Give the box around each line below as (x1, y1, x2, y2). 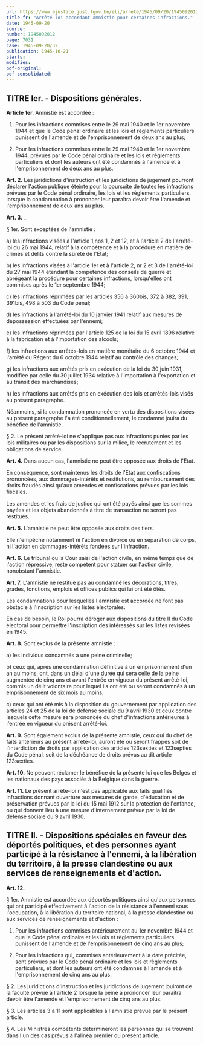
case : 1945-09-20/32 (6, 43, 59, 49)
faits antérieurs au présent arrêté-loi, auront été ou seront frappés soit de (6, 738, 189, 746)
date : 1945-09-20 (6, 20, 50, 26)
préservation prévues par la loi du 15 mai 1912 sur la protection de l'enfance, (6, 800, 196, 807)
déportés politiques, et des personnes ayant (6, 840, 176, 850)
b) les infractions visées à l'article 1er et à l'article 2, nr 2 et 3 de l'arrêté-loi (6, 262, 193, 269)
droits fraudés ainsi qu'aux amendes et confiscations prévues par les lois (6, 482, 188, 489)
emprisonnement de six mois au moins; (6, 689, 104, 696)
